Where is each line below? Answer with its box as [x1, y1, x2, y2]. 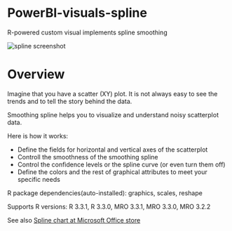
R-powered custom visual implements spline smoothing [7, 28, 168, 37]
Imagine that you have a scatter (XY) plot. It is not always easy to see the [7, 89, 218, 98]
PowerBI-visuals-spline [7, 5, 147, 21]
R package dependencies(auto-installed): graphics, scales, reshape [7, 188, 203, 197]
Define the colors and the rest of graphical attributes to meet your [17, 167, 208, 176]
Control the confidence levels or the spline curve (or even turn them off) [17, 160, 226, 169]
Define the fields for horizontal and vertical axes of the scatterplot [17, 145, 208, 154]
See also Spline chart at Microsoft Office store [7, 216, 141, 224]
